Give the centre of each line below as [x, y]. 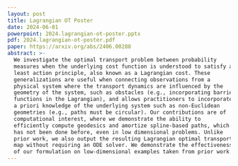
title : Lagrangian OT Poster [50, 20]
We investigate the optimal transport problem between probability [115, 60]
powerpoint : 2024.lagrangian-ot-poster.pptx [74, 34]
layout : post [27, 14]
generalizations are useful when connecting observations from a [112, 79]
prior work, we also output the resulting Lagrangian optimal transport [123, 138]
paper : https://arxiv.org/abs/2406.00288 [69, 47]
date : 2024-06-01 [33, 27]
